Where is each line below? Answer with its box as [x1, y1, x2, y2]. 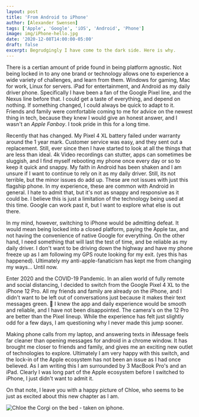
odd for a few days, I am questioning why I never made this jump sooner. [6, 319, 184, 326]
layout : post [6, 8, 38, 15]
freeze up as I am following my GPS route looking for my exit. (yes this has [6, 251, 188, 258]
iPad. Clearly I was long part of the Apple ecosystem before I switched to [6, 368, 185, 375]
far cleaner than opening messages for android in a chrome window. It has [6, 337, 188, 344]
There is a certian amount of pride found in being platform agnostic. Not [6, 64, 182, 71]
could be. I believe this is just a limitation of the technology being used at [6, 195, 184, 202]
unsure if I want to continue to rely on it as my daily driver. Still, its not [6, 170, 176, 177]
